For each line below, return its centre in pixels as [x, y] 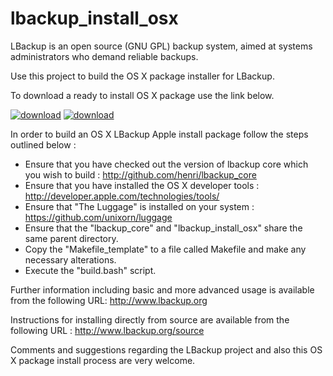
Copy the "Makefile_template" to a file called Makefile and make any [165, 249]
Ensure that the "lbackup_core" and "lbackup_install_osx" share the [163, 228]
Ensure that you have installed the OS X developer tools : [142, 185]
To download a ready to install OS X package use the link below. [142, 95]
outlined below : [43, 144]
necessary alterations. [70, 259]
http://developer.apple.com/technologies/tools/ [122, 196]
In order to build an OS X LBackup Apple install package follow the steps [159, 134]
